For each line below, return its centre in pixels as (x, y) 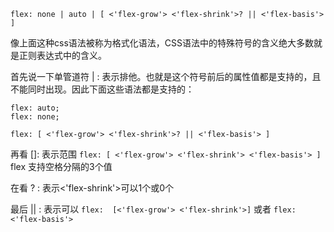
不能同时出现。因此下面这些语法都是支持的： (102, 89)
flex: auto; (35, 108)
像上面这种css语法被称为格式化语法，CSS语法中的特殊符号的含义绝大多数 (162, 43)
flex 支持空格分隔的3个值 (61, 166)
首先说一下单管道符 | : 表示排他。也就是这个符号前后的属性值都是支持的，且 (166, 76)
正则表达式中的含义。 (62, 55)
